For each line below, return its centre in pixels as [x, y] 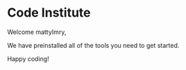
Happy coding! [28, 59]
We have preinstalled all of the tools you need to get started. [93, 45]
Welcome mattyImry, [37, 32]
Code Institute [49, 13]
